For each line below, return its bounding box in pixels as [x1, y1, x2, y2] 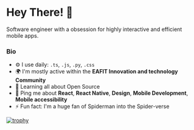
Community [15, 77, 46, 84]
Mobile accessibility [15, 96, 68, 103]
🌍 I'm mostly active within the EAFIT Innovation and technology [15, 68, 178, 75]
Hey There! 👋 [6, 5, 74, 19]
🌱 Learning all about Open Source [15, 83, 100, 91]
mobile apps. [6, 32, 39, 39]
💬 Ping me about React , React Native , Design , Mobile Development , [15, 89, 189, 97]
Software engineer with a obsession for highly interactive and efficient [6, 26, 182, 33]
